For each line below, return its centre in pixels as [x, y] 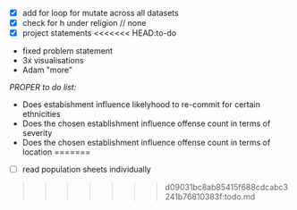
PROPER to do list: [43, 88]
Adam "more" [47, 70]
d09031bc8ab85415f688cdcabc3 [227, 188]
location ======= [56, 152]
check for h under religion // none [84, 23]
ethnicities [41, 114]
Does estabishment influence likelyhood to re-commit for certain [141, 105]
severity [37, 133]
